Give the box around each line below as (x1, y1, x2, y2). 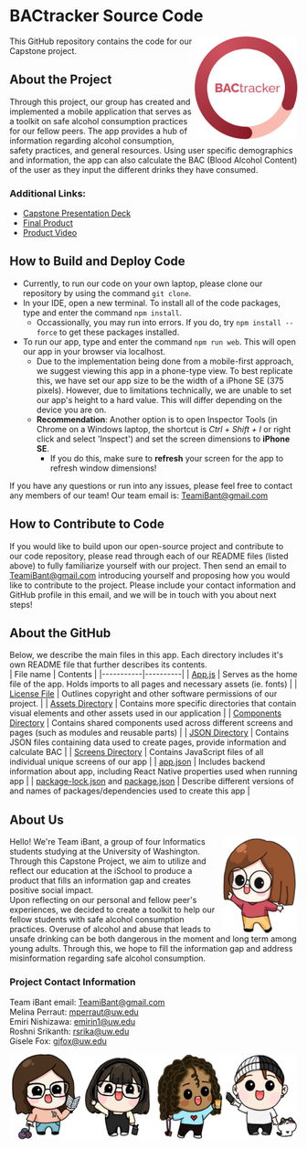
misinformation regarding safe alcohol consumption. (9, 952, 206, 964)
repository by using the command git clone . (22, 287, 192, 298)
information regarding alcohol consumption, (9, 134, 175, 146)
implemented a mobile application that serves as (9, 106, 192, 117)
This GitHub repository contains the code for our (9, 36, 193, 47)
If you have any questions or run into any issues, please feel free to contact (9, 480, 293, 491)
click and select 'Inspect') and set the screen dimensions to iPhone (36, 433, 291, 444)
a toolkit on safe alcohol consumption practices (9, 115, 188, 126)
